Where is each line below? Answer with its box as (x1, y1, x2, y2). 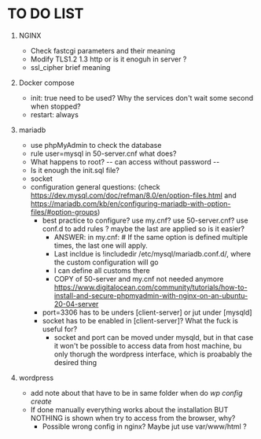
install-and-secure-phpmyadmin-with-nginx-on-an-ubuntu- (53, 290, 248, 300)
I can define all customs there (53, 265, 150, 275)
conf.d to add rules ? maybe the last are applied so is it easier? (42, 223, 245, 233)
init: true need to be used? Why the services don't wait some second (30, 93, 254, 102)
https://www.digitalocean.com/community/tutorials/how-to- (53, 282, 248, 292)
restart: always (30, 109, 79, 119)
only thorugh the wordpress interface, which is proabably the (53, 349, 252, 359)
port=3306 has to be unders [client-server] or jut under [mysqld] (42, 308, 252, 317)
